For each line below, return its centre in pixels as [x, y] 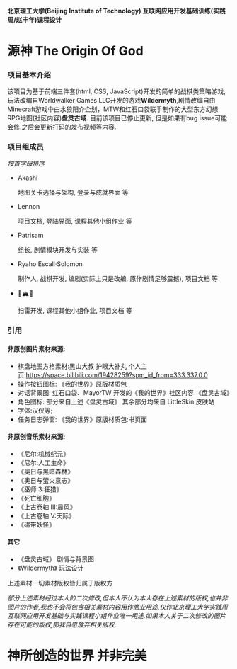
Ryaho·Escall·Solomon [50, 264]
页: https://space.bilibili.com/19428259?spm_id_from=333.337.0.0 [113, 374]
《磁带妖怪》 [36, 525]
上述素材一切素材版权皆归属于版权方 [60, 583]
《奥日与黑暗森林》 [46, 471]
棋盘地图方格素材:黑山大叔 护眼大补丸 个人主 [82, 366]
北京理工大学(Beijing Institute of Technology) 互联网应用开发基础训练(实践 [116, 11]
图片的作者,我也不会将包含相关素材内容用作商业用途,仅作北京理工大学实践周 [118, 607]
